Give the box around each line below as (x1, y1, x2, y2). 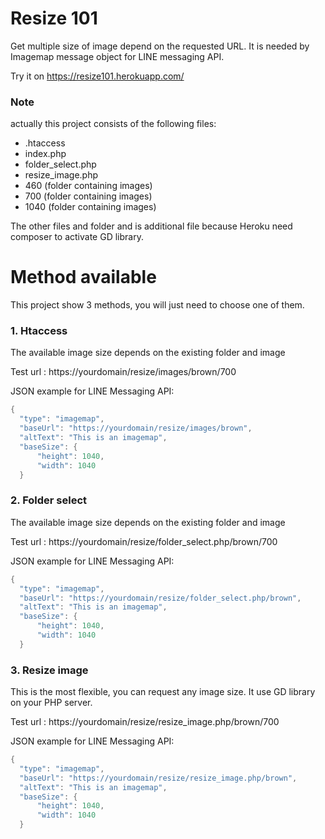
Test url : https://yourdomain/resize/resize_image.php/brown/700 (10, 716, 280, 728)
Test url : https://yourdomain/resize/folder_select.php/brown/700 (10, 535, 278, 547)
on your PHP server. (10, 697, 93, 709)
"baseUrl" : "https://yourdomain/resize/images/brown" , (19, 423, 253, 434)
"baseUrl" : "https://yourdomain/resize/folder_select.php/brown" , (19, 593, 302, 603)
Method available (10, 266, 157, 289)
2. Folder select (10, 493, 88, 507)
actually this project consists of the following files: (10, 118, 217, 130)
